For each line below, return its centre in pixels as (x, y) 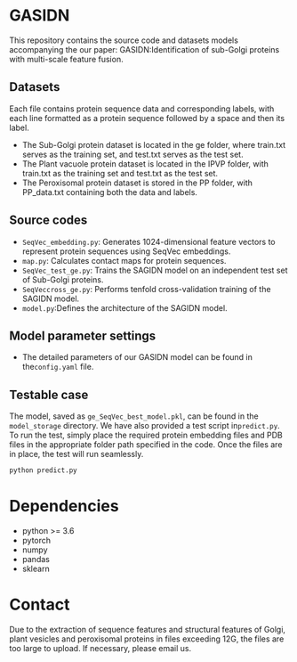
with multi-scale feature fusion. (66, 59)
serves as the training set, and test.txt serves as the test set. (132, 154)
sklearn (36, 568)
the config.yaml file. (58, 367)
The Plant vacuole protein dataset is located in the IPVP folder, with (145, 163)
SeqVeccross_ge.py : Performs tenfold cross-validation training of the (146, 289)
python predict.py (43, 470)
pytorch (36, 540)
